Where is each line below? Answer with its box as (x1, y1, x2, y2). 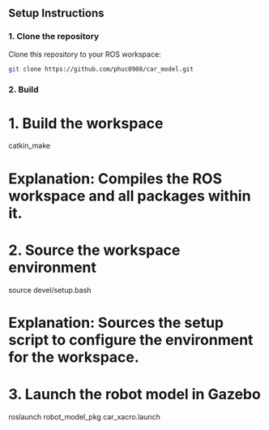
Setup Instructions (8, 6, 105, 20)
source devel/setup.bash (8, 285, 92, 295)
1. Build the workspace (8, 114, 164, 132)
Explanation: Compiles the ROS (8, 170, 223, 187)
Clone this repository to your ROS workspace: (8, 49, 161, 59)
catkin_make (8, 141, 51, 151)
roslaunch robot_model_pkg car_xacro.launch (8, 411, 160, 421)
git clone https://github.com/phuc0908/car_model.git (8, 65, 194, 73)
